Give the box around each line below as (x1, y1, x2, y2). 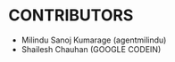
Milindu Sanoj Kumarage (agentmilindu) (21, 35, 167, 45)
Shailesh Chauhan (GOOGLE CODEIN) (21, 43, 162, 54)
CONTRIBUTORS (8, 5, 134, 26)
